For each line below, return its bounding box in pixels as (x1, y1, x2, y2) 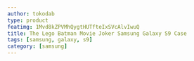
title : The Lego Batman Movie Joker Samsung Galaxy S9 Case (7, 29, 188, 37)
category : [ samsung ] (7, 43, 68, 50)
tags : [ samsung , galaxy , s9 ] (7, 36, 93, 43)
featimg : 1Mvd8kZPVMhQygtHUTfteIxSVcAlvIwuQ (7, 23, 140, 30)
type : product (7, 17, 49, 24)
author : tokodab (7, 10, 55, 18)
